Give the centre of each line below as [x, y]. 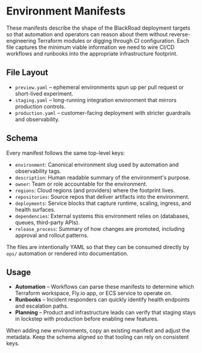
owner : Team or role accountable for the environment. [81, 184]
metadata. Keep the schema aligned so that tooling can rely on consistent [97, 337]
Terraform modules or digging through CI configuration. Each [113, 40]
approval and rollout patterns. [52, 235]
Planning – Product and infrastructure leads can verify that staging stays [105, 313]
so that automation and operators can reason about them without [87, 34]
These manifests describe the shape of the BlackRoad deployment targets [98, 28]
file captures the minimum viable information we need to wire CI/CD [90, 47]
